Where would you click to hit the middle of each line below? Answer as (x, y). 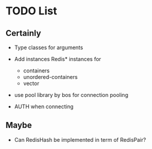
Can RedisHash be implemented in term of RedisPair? (80, 139)
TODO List (31, 11)
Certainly (23, 33)
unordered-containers (51, 77)
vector (31, 83)
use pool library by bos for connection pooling (71, 95)
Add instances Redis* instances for (57, 59)
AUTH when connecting (44, 107)
